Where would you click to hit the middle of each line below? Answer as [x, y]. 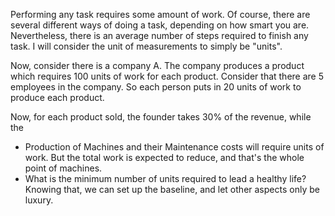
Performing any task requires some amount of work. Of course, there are [160, 14]
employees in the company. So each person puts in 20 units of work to [156, 87]
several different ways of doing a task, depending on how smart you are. [160, 25]
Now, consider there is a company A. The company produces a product [157, 65]
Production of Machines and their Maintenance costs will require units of [174, 147]
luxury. [39, 200]
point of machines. [63, 168]
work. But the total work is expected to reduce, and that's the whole [164, 157]
